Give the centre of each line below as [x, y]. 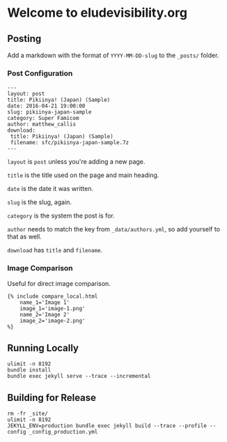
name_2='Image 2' [45, 314]
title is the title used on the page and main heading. [83, 175]
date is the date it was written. [50, 189]
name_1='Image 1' [45, 302]
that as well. [24, 237]
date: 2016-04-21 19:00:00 [46, 106]
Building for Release [52, 398]
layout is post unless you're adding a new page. [76, 162]
